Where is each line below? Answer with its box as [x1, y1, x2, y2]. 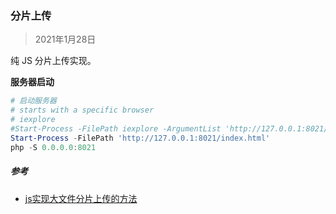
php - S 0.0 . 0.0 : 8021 [10, 142, 97, 152]
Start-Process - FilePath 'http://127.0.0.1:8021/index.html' [10, 133, 271, 143]
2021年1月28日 [34, 33, 97, 46]
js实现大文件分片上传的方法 [24, 192, 138, 204]
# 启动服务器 [10, 96, 57, 106]
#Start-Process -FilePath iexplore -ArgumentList [10, 123, 222, 134]
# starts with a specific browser [10, 105, 155, 116]
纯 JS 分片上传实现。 [10, 55, 97, 67]
